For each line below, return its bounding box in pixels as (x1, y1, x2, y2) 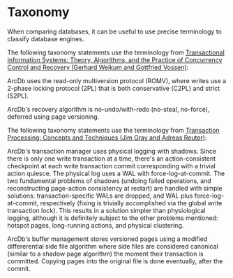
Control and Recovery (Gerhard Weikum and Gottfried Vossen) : (7, 63, 189, 71)
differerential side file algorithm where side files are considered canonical (7, 242, 218, 250)
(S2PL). (7, 92, 29, 100)
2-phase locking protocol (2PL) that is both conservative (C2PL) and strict (7, 84, 220, 92)
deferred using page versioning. (7, 112, 100, 121)
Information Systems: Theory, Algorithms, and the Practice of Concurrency (7, 55, 223, 64)
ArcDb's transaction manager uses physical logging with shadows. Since (7, 147, 217, 155)
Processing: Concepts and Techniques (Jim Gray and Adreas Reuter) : (7, 133, 207, 142)
